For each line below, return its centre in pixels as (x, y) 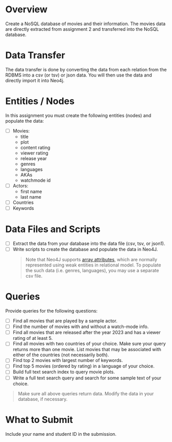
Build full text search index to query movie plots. (64, 372)
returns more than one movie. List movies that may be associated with (87, 350)
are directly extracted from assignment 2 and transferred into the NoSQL (82, 29)
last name (31, 197)
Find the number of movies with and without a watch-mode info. (81, 326)
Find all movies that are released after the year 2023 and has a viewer (87, 333)
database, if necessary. (43, 399)
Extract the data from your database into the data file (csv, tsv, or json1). (89, 243)
